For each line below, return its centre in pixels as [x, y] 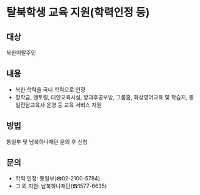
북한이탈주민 [21, 53]
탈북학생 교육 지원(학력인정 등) [78, 12]
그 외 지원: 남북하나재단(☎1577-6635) [61, 186]
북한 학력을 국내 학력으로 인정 [50, 90]
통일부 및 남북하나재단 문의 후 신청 [47, 141]
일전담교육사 [30, 105]
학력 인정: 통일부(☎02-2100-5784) [58, 179]
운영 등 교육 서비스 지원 [74, 105]
